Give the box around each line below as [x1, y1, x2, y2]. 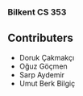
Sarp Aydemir [19, 69, 65, 79]
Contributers [7, 31, 74, 45]
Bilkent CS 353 [7, 6, 67, 18]
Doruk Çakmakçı [19, 52, 75, 62]
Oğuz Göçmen [19, 61, 68, 71]
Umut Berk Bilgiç [19, 78, 76, 88]
